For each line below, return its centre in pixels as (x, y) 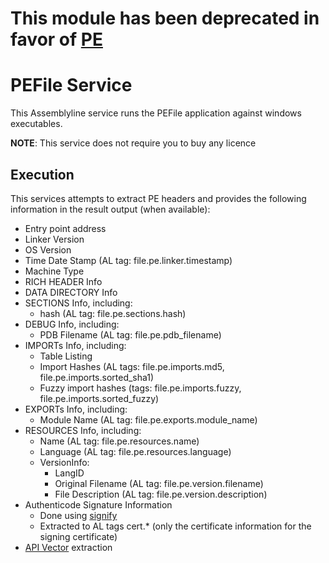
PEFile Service (71, 85)
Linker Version (54, 239)
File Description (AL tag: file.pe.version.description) (161, 494)
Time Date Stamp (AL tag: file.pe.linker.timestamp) (128, 260)
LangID (69, 473)
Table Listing (66, 356)
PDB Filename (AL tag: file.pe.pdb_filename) (130, 334)
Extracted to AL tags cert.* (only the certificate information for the (175, 526)
